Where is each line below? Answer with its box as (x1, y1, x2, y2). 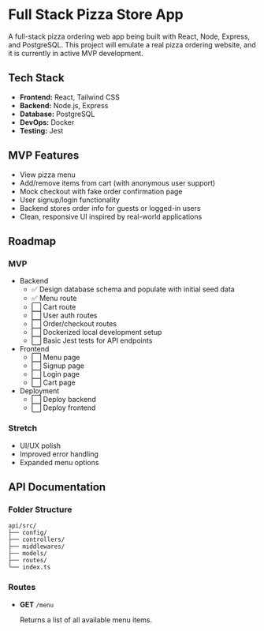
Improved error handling (19, 449, 99, 459)
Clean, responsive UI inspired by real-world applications (19, 212, 203, 221)
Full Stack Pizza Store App (8, 6, 184, 24)
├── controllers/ (8, 535, 65, 544)
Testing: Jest (19, 126, 64, 135)
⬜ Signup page (31, 361, 85, 370)
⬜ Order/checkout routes (31, 319, 117, 329)
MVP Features (8, 148, 80, 163)
